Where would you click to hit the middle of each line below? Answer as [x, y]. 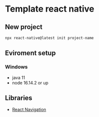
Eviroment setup [30, 53]
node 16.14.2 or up [30, 83]
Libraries [19, 98]
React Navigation [29, 110]
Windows [16, 67]
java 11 [18, 77]
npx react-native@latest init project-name [49, 38]
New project [24, 27]
